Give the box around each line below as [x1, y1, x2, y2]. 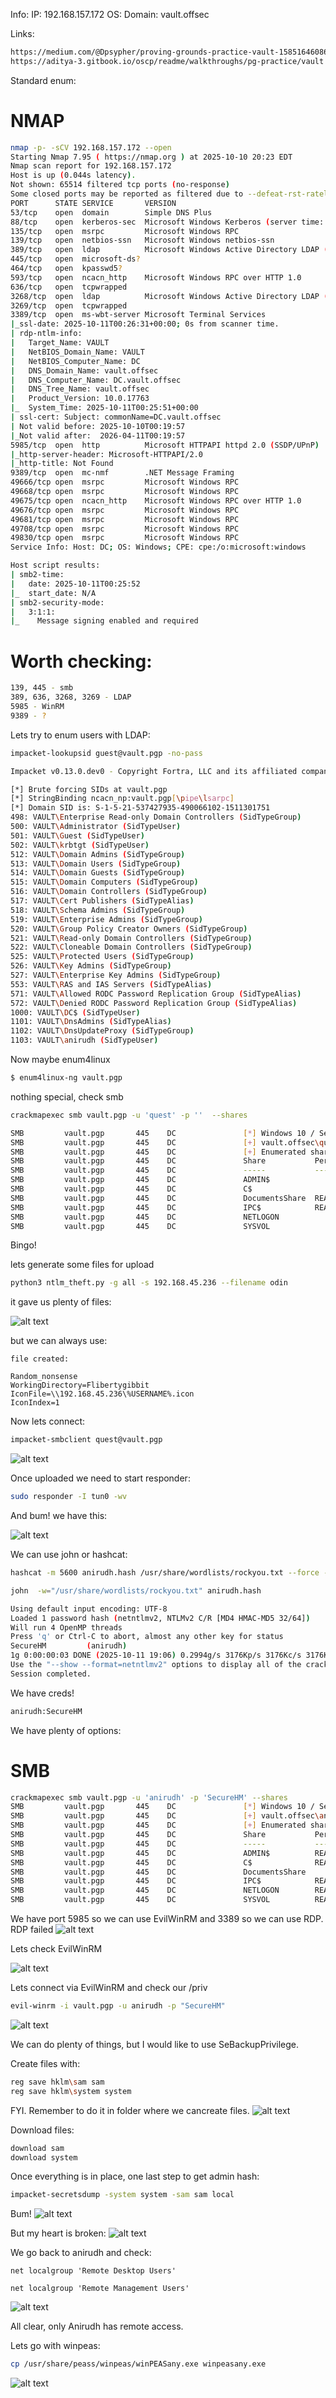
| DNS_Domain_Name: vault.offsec [10, 365, 159, 376]
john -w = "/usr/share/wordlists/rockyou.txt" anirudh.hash [10, 1585, 262, 1596]
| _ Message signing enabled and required [10, 616, 199, 626]
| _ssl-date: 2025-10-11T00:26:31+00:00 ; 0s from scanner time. [10, 319, 280, 329]
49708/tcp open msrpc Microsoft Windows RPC [10, 524, 240, 534]
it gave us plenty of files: [10, 1296, 112, 1308]
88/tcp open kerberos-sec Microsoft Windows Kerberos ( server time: [10, 217, 325, 227]
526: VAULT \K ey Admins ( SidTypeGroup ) [10, 961, 172, 971]
